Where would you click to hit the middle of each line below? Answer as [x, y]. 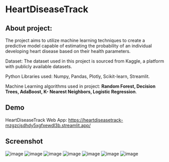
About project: [29, 28]
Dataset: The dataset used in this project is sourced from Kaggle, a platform [85, 61]
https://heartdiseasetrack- [95, 120]
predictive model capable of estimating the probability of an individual [79, 46]
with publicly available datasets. [39, 66]
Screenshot [24, 141]
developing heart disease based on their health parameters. [68, 51]
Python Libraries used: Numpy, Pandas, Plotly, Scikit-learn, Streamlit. [78, 76]
